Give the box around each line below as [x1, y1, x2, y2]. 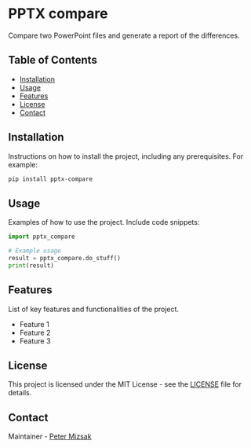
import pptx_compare [8, 233, 76, 241]
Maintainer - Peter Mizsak [8, 431, 92, 441]
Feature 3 [19, 336, 51, 346]
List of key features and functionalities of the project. [8, 304, 179, 314]
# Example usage [8, 247, 61, 255]
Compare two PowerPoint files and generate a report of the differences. [8, 31, 241, 40]
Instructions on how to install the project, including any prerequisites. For [8, 151, 244, 161]
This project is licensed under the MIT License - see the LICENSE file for [8, 380, 242, 389]
